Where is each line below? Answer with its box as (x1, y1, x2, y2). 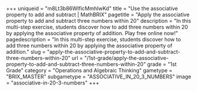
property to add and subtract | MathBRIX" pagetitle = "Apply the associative (6, 11, 190, 18)
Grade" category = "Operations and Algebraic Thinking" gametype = (6, 67, 173, 73)
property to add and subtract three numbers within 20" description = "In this (6, 17, 191, 24)
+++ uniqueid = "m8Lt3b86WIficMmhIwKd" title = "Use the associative (6, 5, 178, 12)
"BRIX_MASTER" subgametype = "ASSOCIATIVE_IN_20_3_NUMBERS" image (6, 73, 192, 80)
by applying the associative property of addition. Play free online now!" (6, 30, 178, 37)
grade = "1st (146, 61, 177, 68)
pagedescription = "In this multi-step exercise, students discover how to (6, 36, 181, 43)
